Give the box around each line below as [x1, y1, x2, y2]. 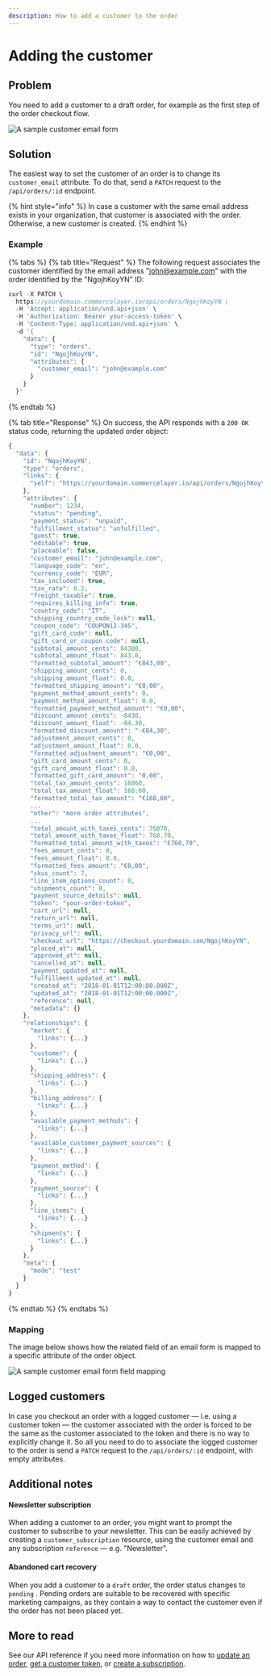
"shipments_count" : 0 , [29, 884, 106, 892]
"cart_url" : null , [29, 907, 92, 915]
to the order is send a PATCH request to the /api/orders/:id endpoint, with [8, 1445, 253, 1455]
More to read [8, 1629, 74, 1643]
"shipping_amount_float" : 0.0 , [29, 674, 135, 682]
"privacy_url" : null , [29, 929, 103, 937]
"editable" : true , [29, 540, 92, 548]
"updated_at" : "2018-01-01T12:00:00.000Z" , [29, 989, 179, 997]
